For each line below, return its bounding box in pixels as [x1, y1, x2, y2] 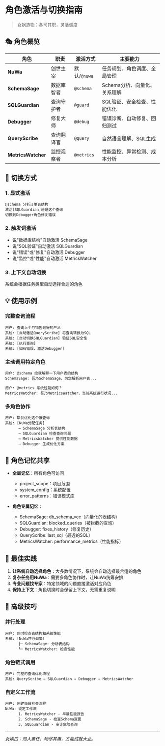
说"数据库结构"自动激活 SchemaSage [12, 237, 87, 243]
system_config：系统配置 [19, 487, 71, 493]
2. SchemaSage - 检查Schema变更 [18, 717, 82, 722]
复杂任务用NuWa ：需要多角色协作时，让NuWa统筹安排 [12, 574, 124, 580]
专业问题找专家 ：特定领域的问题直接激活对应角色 [12, 580, 111, 586]
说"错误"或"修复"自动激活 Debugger [12, 249, 85, 255]
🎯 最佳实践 [5, 554, 37, 562]
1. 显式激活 [5, 190, 30, 197]
